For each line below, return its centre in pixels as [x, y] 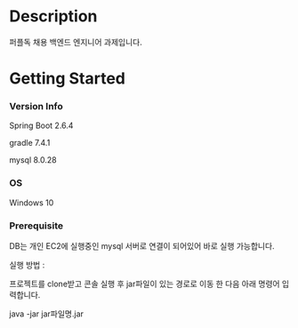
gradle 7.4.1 [30, 143]
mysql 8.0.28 [33, 160]
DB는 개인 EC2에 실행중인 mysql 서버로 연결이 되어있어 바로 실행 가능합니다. [142, 246]
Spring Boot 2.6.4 [41, 125]
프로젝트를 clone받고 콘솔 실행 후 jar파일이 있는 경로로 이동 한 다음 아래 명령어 [145, 284]
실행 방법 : [27, 265]
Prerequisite [36, 226]
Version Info [36, 107]
